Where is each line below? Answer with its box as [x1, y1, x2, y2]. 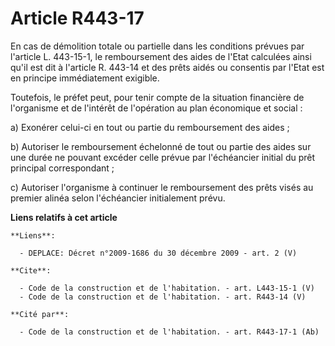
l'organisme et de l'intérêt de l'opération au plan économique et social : [10, 102, 303, 114]
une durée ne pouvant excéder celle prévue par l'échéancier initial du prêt [10, 151, 316, 163]
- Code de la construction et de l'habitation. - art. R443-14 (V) [19, 292, 307, 302]
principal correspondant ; [10, 162, 115, 174]
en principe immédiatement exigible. [10, 72, 160, 84]
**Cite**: [10, 265, 52, 276]
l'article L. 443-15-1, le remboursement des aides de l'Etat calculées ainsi [10, 50, 312, 62]
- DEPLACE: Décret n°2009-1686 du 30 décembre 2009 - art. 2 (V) [19, 248, 298, 258]
